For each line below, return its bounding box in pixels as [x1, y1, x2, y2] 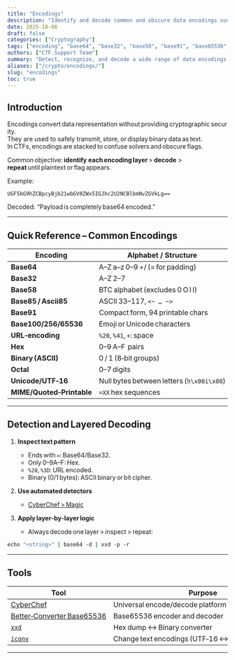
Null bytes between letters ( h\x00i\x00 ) [99, 376, 226, 385]
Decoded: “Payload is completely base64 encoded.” [7, 202, 156, 211]
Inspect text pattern [17, 437, 76, 446]
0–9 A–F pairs [99, 342, 145, 351]
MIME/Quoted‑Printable [10, 387, 92, 397]
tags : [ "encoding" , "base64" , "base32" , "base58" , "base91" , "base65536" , [7, 43, 230, 50]
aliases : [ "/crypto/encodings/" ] [7, 62, 105, 69]
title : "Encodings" [7, 10, 64, 18]
